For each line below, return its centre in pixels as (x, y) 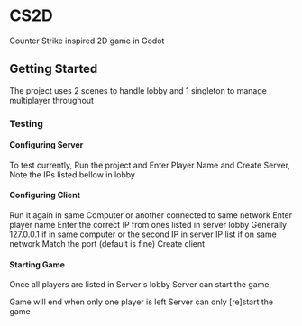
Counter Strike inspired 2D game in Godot (87, 41)
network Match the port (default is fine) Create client (107, 244)
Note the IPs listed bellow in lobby (72, 174)
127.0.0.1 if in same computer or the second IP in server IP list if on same (143, 234)
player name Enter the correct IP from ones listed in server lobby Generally (148, 225)
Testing (26, 123)
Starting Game (37, 264)
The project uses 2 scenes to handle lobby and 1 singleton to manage (138, 90)
